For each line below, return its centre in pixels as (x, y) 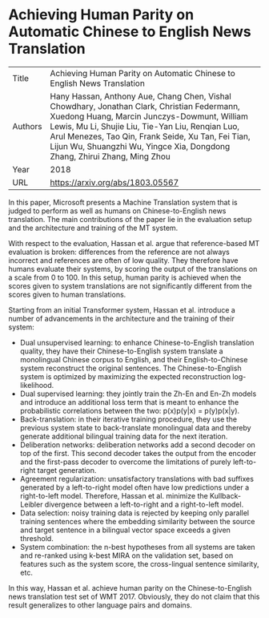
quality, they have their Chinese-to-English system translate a (121, 351)
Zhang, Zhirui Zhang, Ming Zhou (110, 156)
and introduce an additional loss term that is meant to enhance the (129, 402)
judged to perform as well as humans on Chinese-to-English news (117, 211)
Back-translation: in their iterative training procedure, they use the (128, 419)
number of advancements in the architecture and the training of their (121, 318)
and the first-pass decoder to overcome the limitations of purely (125, 462)
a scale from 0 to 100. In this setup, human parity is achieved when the (125, 277)
